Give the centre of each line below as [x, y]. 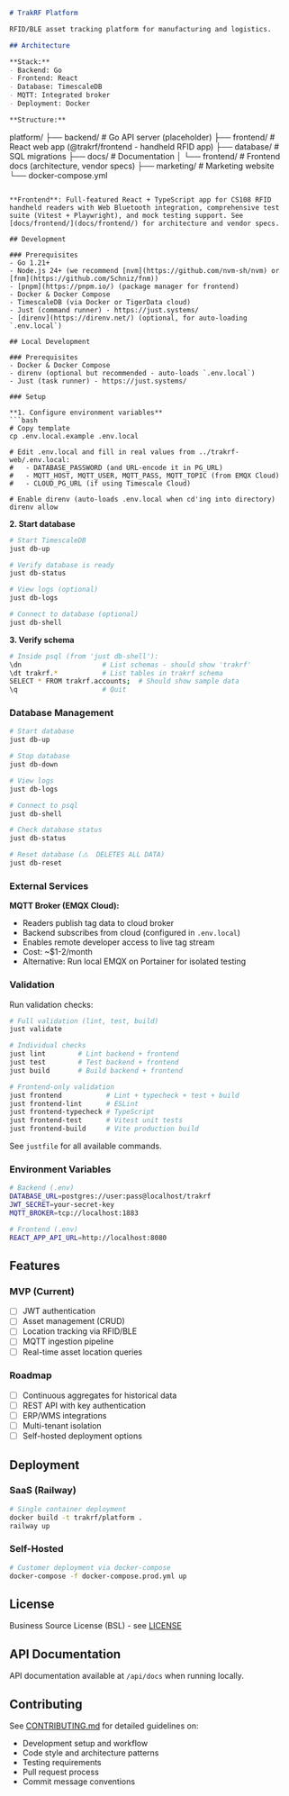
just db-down [34, 765]
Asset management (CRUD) [74, 1321]
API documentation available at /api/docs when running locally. [127, 1676]
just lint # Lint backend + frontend [94, 1054]
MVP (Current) [42, 1291]
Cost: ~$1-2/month [57, 952]
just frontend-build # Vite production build [104, 1129]
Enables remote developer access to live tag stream [118, 942]
